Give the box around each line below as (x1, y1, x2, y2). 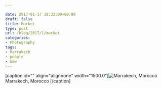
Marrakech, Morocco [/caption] (5, 78, 71, 84)
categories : (5, 35, 30, 40)
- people (5, 54, 24, 59)
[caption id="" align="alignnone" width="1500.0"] (5, 73, 109, 79)
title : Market (5, 21, 35, 26)
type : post (5, 26, 28, 31)
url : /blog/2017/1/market (5, 31, 60, 36)
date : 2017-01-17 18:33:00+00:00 (5, 12, 76, 17)
